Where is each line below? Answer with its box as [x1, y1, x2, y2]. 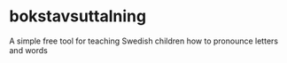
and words [9, 44, 49, 55]
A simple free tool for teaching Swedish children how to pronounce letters [9, 35, 279, 46]
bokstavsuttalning [9, 6, 147, 27]
